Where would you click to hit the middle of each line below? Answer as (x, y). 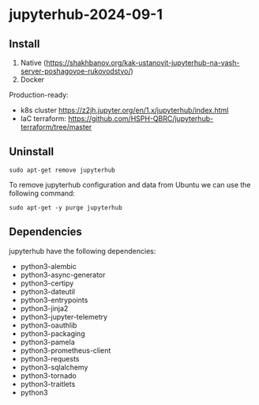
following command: (42, 193)
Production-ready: (39, 95)
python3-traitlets (48, 384)
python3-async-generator (63, 274)
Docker (32, 79)
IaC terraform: (43, 119)
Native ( (33, 62)
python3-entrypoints (54, 300)
